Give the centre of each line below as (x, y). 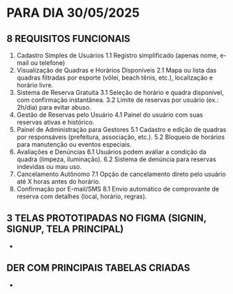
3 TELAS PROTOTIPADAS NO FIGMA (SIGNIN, (106, 218)
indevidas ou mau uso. (49, 167)
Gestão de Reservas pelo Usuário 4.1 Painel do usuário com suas (110, 115)
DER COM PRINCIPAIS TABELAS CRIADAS (98, 268)
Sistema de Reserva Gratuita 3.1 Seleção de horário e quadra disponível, (120, 93)
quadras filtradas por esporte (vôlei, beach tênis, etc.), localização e (115, 78)
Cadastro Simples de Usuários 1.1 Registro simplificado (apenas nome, (118, 55)
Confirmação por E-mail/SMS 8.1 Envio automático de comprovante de (118, 189)
